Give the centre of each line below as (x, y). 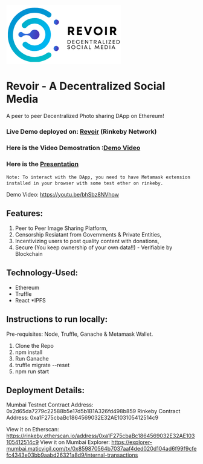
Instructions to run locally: (57, 319)
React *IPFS (31, 300)
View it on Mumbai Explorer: (75, 442)
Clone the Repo (34, 345)
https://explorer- (132, 442)
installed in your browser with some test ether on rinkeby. (85, 183)
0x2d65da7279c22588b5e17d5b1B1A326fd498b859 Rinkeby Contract (93, 411)
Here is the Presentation (43, 164)
